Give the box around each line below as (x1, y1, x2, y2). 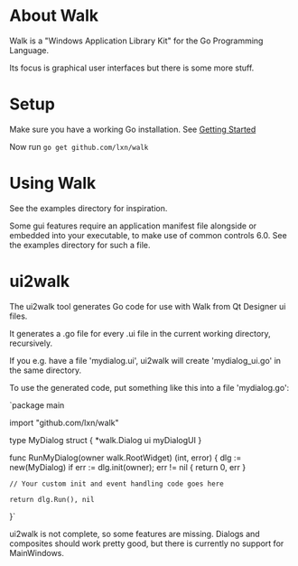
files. (9, 311, 28, 321)
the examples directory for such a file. (9, 239, 151, 250)
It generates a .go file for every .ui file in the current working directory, (9, 328, 271, 339)
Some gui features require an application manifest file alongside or (9, 220, 257, 231)
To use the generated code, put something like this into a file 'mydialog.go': (9, 382, 290, 393)
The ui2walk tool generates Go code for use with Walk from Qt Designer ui (9, 301, 286, 311)
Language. (9, 44, 50, 55)
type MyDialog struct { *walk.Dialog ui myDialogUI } (9, 434, 202, 445)
